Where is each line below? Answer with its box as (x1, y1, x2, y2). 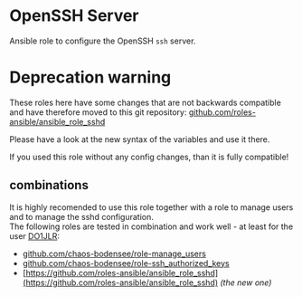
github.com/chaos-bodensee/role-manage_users (22, 248, 206, 259)
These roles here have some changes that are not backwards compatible (9, 97, 282, 108)
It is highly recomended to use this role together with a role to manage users (9, 201, 294, 213)
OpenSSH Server (9, 5, 139, 26)
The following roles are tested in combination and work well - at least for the (9, 221, 294, 232)
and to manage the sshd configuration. (9, 211, 154, 222)
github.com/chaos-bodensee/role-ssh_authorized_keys (22, 257, 230, 268)
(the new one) (220, 277, 272, 288)
